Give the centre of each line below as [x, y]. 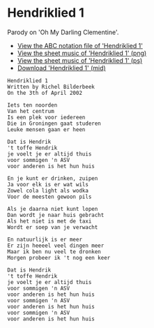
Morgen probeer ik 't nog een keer [59, 258]
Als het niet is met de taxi [49, 221]
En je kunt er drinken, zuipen [53, 178]
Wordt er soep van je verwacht [53, 227]
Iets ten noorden [32, 105]
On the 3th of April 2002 [45, 93]
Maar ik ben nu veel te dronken [54, 252]
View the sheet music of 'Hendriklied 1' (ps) [80, 60]
